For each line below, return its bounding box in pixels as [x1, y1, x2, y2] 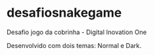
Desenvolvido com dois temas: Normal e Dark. [6, 41, 142, 49]
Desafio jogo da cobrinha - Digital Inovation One [6, 28, 147, 36]
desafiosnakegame [6, 5, 122, 21]
